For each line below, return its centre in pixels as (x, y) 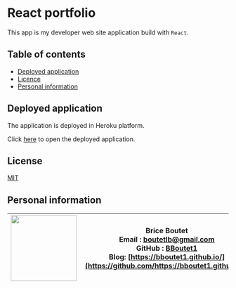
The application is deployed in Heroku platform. (76, 125)
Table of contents (46, 54)
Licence (29, 79)
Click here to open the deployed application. (71, 139)
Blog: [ (120, 257)
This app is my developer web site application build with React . (98, 32)
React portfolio (52, 13)
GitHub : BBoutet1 (167, 249)
